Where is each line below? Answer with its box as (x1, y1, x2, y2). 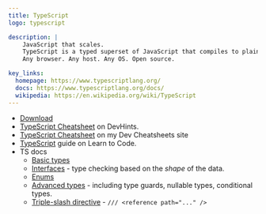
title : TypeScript (8, 11, 69, 20)
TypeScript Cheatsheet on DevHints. (19, 122, 139, 131)
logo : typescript (8, 19, 66, 27)
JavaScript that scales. (22, 40, 104, 48)
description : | (8, 33, 59, 41)
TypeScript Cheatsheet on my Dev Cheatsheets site (19, 130, 188, 139)
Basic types (31, 155, 70, 164)
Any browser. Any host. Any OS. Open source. (22, 55, 176, 63)
